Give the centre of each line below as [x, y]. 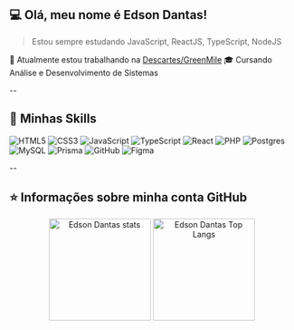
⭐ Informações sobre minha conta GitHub [128, 198]
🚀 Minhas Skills [53, 119]
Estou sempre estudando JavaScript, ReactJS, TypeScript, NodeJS [156, 41]
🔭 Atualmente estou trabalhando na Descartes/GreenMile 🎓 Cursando [141, 59]
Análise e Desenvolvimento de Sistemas [84, 73]
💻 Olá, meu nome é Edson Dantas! [109, 15]
